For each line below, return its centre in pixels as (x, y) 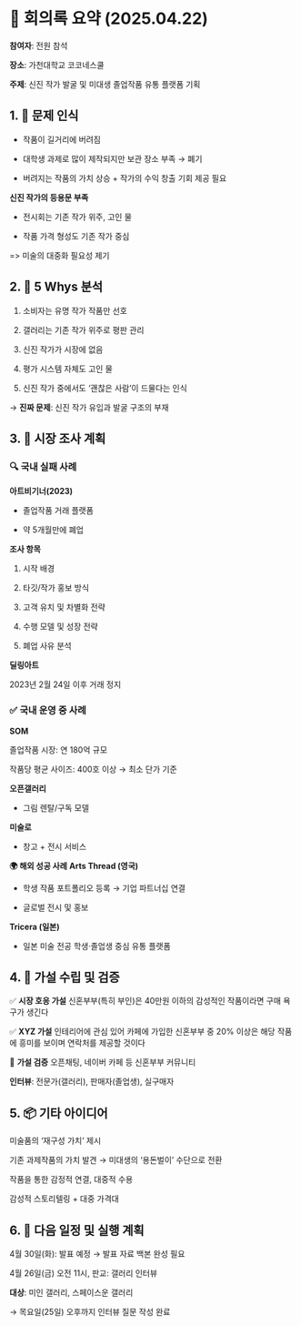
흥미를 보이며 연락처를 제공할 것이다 (82, 1043)
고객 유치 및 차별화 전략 (64, 607)
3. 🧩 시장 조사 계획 (58, 438)
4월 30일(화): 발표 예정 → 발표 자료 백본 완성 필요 (97, 1253)
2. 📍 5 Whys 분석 (56, 287)
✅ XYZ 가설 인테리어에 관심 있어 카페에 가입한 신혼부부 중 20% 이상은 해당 (142, 1032)
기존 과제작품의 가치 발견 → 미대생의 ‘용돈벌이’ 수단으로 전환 (116, 1160)
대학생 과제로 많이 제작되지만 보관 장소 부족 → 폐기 (112, 158)
